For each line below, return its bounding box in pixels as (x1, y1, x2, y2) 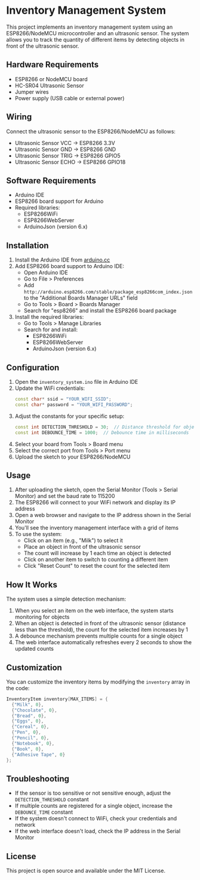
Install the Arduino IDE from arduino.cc (14, 256, 110, 263)
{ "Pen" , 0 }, (11, 730, 42, 736)
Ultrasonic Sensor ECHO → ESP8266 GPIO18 (14, 158, 126, 165)
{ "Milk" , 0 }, (11, 701, 44, 707)
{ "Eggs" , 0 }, (11, 718, 44, 724)
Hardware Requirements (6, 60, 99, 70)
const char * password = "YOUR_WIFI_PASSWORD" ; (14, 401, 133, 408)
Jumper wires (14, 88, 49, 96)
